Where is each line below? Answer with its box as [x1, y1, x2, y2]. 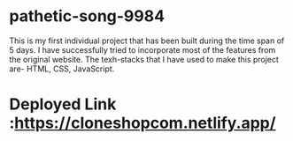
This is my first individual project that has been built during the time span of [9, 35, 285, 46]
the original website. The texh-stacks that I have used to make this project [9, 54, 279, 64]
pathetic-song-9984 [9, 6, 166, 26]
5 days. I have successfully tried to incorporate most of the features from [9, 44, 276, 55]
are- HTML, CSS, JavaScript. [9, 63, 115, 74]
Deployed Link [9, 94, 117, 115]
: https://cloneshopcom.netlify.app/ [9, 113, 276, 133]
